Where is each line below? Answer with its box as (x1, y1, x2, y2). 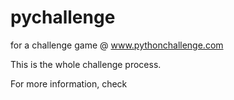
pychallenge (10, 6, 116, 29)
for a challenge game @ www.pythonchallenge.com (10, 39, 224, 51)
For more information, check (10, 77, 128, 90)
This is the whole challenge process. (10, 58, 162, 70)
